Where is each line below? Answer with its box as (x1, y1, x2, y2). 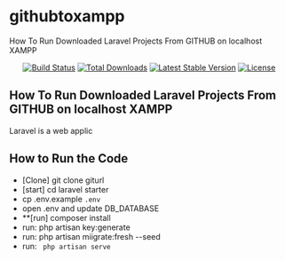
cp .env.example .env (21, 193, 101, 204)
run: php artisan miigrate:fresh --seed (21, 231, 162, 241)
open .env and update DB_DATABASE (21, 202, 160, 214)
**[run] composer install (21, 212, 111, 223)
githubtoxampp (9, 6, 126, 27)
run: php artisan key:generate (21, 222, 131, 232)
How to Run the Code (9, 151, 129, 166)
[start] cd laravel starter (21, 184, 109, 194)
